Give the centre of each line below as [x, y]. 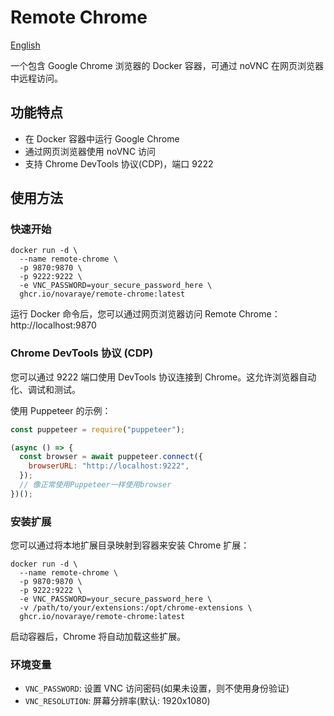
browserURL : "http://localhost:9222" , [109, 466]
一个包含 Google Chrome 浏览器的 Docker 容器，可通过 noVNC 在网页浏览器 [167, 65]
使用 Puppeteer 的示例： [61, 410]
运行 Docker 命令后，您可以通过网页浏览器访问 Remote [123, 314]
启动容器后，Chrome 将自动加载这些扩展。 [98, 637]
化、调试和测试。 [45, 389]
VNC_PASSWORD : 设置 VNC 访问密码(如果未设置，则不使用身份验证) [157, 688]
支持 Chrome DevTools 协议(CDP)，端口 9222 [119, 163]
